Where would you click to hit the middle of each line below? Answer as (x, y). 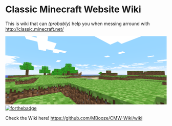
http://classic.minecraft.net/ (35, 29)
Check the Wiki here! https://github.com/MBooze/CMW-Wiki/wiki (74, 118)
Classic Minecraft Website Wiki (73, 9)
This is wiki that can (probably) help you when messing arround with (78, 24)
